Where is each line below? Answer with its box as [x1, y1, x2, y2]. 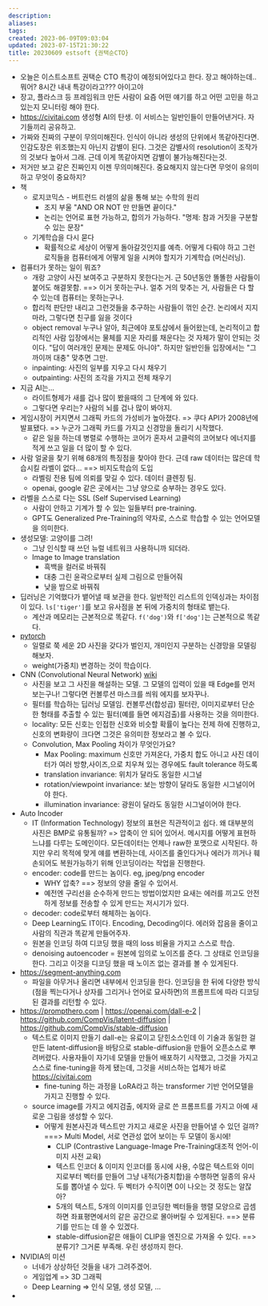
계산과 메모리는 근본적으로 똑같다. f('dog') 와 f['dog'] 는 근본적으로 [31, 612, 246, 622]
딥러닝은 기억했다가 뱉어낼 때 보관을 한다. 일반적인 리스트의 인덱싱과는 [19, 592, 238, 602]
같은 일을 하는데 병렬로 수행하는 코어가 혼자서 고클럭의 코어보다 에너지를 [31, 433, 257, 442]
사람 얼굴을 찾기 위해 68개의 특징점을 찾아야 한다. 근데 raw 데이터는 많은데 [19, 453, 252, 462]
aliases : [8, 19, 38, 27]
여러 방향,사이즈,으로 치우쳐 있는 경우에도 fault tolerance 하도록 [58, 760, 258, 769]
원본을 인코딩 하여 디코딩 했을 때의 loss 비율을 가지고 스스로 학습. [31, 939, 235, 947]
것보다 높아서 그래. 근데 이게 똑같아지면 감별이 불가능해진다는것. [28, 152, 227, 161]
